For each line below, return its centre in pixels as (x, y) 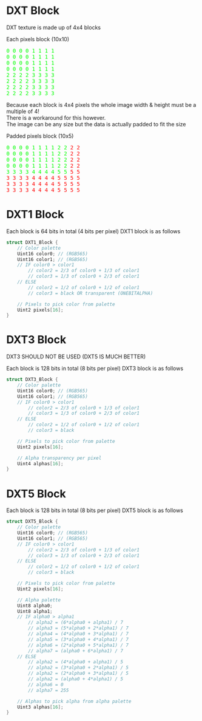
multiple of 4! (23, 111)
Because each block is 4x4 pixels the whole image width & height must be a (101, 104)
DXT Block (33, 11)
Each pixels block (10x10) (38, 39)
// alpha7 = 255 (49, 690)
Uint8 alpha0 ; (35, 606)
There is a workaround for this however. (56, 118)
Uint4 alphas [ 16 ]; (40, 463)
